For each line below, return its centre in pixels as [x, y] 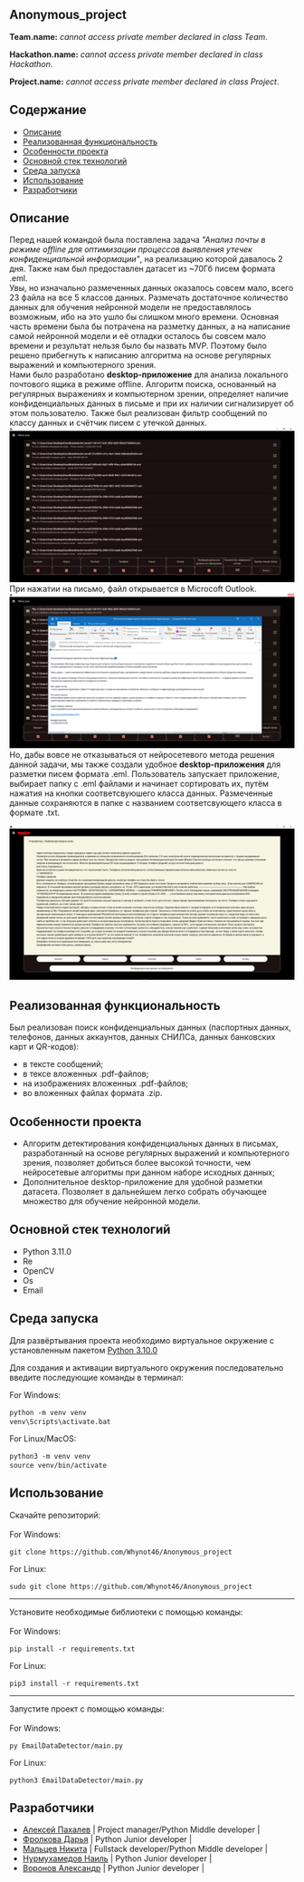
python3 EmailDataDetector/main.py [76, 1780]
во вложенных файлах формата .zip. [92, 1093]
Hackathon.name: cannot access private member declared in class [137, 54]
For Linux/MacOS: [43, 1438]
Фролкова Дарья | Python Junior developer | [107, 1839]
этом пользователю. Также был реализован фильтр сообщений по [138, 413]
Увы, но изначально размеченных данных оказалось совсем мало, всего [152, 288]
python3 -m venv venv [50, 1456]
